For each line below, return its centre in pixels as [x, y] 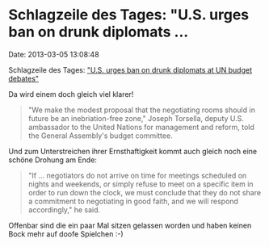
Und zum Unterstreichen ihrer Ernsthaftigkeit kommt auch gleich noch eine [133, 151]
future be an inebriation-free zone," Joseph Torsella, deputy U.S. [136, 118]
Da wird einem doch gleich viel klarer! [71, 94]
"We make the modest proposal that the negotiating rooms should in [142, 110]
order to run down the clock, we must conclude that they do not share [144, 192]
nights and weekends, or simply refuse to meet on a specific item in [141, 184]
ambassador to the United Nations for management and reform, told [141, 127]
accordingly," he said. [64, 209]
